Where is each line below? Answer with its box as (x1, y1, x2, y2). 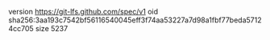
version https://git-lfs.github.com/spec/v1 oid (8, 7, 159, 16)
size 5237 (35, 24, 69, 33)
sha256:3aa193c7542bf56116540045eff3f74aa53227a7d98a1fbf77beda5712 (8, 15, 262, 25)
